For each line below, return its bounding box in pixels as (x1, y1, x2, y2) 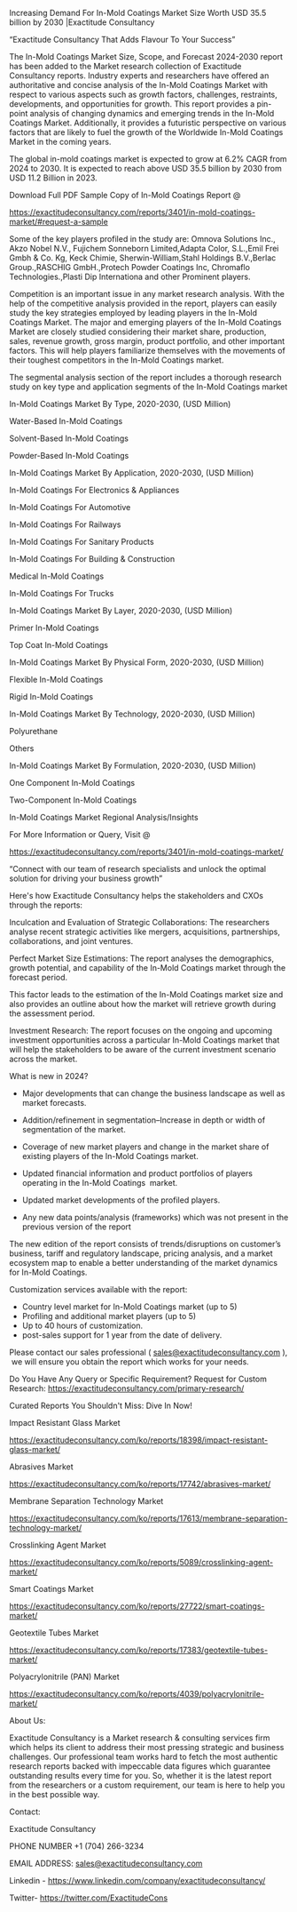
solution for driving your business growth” (9, 873, 163, 884)
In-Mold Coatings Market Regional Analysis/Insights (9, 812, 199, 822)
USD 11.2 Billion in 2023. (9, 172, 98, 183)
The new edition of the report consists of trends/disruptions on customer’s (9, 1239, 281, 1249)
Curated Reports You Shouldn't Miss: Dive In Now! (9, 1400, 192, 1411)
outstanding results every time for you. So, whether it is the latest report (9, 1771, 272, 1780)
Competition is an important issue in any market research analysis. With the (9, 289, 285, 299)
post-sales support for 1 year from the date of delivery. (21, 1330, 223, 1340)
